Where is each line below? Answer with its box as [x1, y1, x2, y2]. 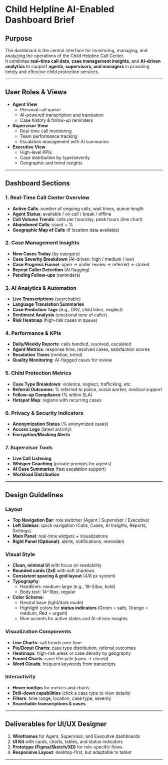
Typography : [12, 578, 40, 585]
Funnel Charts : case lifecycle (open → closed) [12, 655, 108, 661]
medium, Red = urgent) [19, 610, 68, 616]
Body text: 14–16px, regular [19, 589, 76, 595]
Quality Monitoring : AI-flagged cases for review [12, 357, 112, 363]
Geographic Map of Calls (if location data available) [12, 227, 120, 233]
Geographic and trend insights [19, 159, 82, 166]
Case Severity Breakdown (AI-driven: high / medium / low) [12, 256, 134, 262]
